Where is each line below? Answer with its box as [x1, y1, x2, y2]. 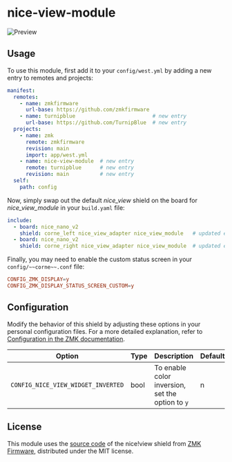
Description [154, 351, 194, 361]
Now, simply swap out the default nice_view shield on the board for [7, 196, 198, 204]
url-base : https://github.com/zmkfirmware [25, 106, 150, 114]
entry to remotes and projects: [7, 73, 93, 82]
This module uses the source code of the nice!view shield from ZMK [7, 439, 202, 447]
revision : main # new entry [25, 171, 135, 178]
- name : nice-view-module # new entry [19, 158, 135, 165]
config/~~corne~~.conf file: [7, 263, 85, 271]
